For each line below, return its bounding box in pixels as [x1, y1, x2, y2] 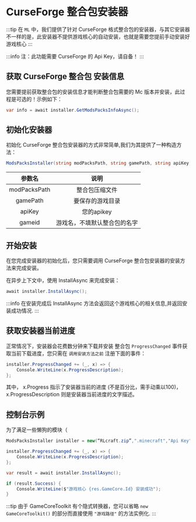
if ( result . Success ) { [6, 480, 61, 486]
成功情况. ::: [10, 307, 40, 314]
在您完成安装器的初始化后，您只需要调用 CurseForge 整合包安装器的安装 [6, 257, 181, 264]
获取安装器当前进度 [6, 326, 75, 336]
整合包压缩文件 [76, 186, 118, 194]
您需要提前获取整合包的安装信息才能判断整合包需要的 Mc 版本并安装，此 [6, 88, 180, 95]
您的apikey [82, 208, 112, 216]
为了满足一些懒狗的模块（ [6, 426, 68, 433]
